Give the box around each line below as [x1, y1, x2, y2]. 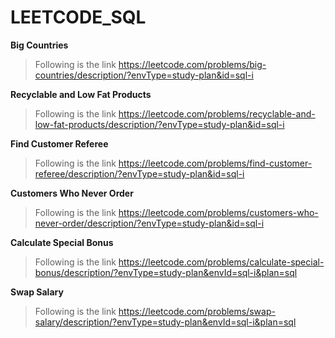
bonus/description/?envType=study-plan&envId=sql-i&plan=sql [34, 266, 298, 278]
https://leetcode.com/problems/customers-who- [118, 206, 319, 218]
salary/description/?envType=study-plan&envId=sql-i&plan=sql [34, 316, 297, 328]
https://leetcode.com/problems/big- [118, 58, 267, 70]
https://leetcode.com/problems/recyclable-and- [118, 107, 316, 120]
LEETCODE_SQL [10, 6, 147, 29]
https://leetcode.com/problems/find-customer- [118, 157, 313, 169]
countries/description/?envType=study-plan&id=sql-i [34, 69, 254, 81]
